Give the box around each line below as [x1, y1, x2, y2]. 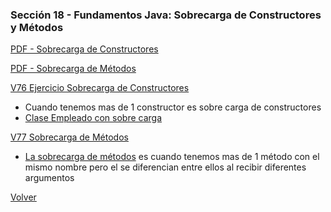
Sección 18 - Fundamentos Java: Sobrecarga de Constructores [10, 8, 322, 22]
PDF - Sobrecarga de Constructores [10, 43, 159, 55]
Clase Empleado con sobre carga [24, 112, 163, 124]
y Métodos [10, 20, 64, 34]
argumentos [24, 172, 75, 184]
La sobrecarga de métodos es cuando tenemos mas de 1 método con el [24, 151, 320, 163]
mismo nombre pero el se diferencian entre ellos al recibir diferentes [24, 161, 307, 173]
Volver [10, 191, 37, 203]
